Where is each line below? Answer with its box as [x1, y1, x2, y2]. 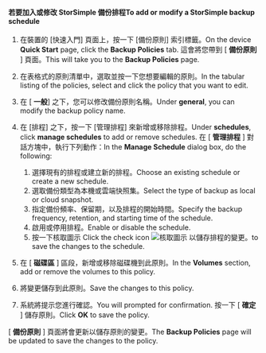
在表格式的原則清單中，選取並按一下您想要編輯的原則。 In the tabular [19, 72, 245, 81]
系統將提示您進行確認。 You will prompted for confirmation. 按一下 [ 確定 [19, 301, 256, 310]
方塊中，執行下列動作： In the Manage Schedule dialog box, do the [26, 142, 247, 152]
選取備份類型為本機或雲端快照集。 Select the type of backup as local [31, 186, 256, 196]
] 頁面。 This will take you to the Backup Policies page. [19, 55, 200, 64]
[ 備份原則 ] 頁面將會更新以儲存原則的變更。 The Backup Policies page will [8, 327, 252, 337]
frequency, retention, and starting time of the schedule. [31, 213, 213, 223]
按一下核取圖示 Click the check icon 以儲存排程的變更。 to [31, 233, 259, 242]
